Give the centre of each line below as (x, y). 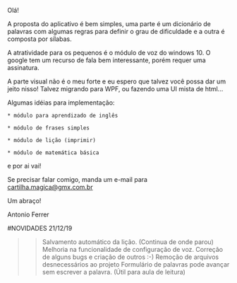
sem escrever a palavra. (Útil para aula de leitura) (114, 272)
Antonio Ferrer (28, 214)
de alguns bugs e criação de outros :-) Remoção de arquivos (130, 257)
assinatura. (24, 68)
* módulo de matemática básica (53, 153)
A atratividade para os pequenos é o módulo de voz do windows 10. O (109, 53)
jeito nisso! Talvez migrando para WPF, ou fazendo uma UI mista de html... (115, 89)
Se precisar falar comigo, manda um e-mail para (78, 179)
